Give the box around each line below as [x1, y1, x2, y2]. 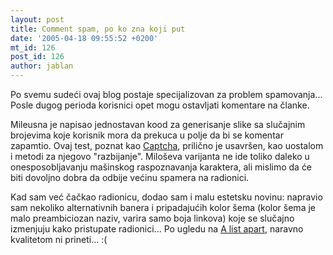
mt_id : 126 [10, 42, 56, 53]
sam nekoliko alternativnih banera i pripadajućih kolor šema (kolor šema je [10, 202, 316, 213]
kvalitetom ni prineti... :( [10, 234, 108, 245]
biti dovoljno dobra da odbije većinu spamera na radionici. [10, 172, 250, 183]
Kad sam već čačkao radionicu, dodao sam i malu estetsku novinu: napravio [10, 191, 323, 203]
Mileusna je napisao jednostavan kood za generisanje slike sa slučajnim [10, 119, 306, 130]
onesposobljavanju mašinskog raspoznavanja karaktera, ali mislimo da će [10, 161, 313, 173]
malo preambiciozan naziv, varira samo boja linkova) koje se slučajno [10, 212, 295, 224]
